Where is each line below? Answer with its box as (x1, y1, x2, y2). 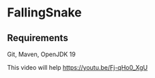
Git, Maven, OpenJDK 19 (7, 50, 76, 58)
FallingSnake (7, 5, 82, 21)
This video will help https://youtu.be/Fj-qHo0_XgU (7, 64, 148, 71)
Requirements (7, 32, 68, 44)
